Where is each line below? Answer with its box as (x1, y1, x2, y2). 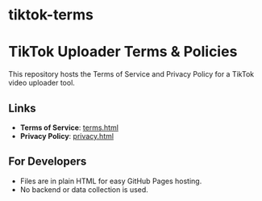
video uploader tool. (8, 78, 75, 88)
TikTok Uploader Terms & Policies (8, 43, 238, 61)
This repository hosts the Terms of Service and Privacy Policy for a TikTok (8, 69, 255, 79)
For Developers (8, 155, 87, 169)
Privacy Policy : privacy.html (19, 131, 114, 140)
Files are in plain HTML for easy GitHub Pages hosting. (19, 176, 202, 186)
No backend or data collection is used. (19, 184, 149, 195)
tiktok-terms (8, 6, 94, 24)
